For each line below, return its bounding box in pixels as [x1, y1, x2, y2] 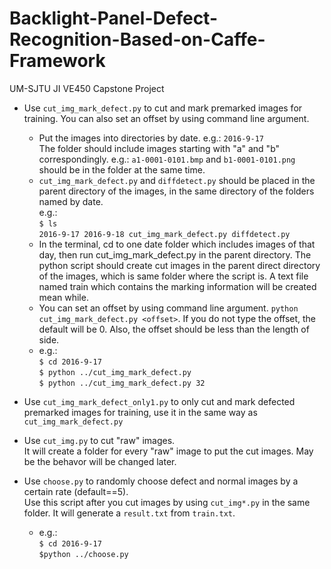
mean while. [38, 291, 89, 303]
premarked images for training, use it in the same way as [23, 406, 258, 418]
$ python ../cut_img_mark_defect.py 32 [38, 378, 206, 388]
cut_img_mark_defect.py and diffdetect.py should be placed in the [38, 174, 316, 186]
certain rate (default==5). [23, 485, 129, 497]
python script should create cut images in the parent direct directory [38, 259, 321, 271]
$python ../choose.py [38, 549, 129, 559]
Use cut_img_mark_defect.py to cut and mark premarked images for [23, 102, 303, 114]
